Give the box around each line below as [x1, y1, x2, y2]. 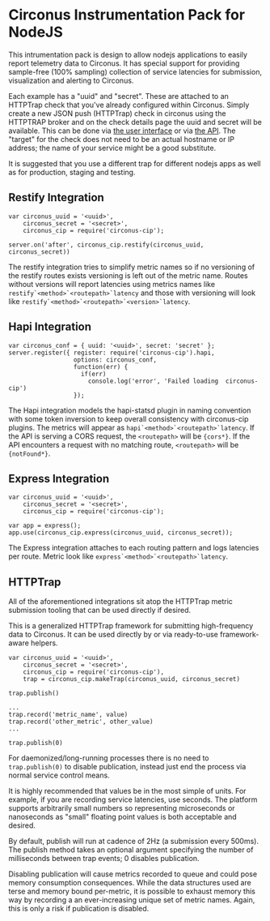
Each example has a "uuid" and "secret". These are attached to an [8, 91, 229, 101]
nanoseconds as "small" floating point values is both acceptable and [8, 812, 237, 822]
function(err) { [73, 362, 129, 371]
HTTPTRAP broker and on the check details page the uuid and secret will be [8, 117, 263, 126]
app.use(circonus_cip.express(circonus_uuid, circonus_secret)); [8, 529, 233, 537]
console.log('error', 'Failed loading [87, 377, 219, 385]
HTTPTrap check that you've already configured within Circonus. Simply [8, 100, 250, 109]
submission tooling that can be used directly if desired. [8, 606, 192, 615]
